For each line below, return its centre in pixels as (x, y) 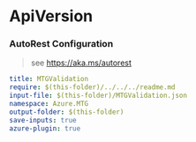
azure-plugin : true (45, 128)
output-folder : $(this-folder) (67, 112)
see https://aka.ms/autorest (81, 63)
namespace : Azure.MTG (49, 104)
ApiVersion (51, 16)
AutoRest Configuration (61, 44)
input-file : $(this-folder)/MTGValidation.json (98, 96)
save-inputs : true (43, 120)
